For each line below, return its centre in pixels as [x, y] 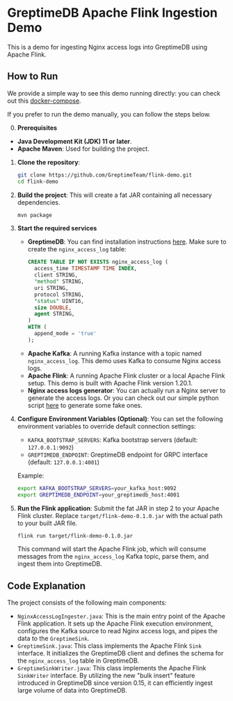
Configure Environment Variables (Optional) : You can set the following [120, 419]
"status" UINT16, [59, 301]
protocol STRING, [59, 295]
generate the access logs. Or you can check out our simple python [123, 398]
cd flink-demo [38, 182]
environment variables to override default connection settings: [106, 426]
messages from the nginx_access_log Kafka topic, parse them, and [113, 556]
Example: [31, 475]
